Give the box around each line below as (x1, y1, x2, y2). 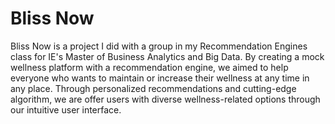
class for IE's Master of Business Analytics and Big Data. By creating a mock (10, 50, 325, 62)
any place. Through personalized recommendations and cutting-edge (10, 82, 297, 94)
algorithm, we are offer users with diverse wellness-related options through (10, 93, 321, 105)
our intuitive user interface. (10, 103, 122, 116)
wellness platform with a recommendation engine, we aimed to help (10, 61, 289, 73)
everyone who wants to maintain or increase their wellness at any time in (10, 72, 310, 84)
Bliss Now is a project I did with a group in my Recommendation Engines (10, 40, 308, 52)
